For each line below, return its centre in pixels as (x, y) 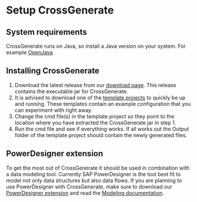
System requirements (46, 32)
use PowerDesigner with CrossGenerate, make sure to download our (89, 187)
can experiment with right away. (54, 110)
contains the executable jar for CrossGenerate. (71, 91)
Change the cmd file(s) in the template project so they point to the (94, 116)
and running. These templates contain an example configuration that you (103, 104)
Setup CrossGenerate (60, 10)
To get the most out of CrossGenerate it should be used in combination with (98, 168)
